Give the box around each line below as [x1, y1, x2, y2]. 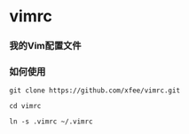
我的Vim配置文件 [9, 40, 82, 52]
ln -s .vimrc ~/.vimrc [9, 117, 93, 126]
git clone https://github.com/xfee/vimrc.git [9, 86, 180, 95]
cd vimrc [9, 102, 42, 111]
